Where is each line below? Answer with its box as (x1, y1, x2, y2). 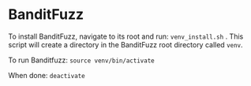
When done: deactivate (8, 70, 85, 80)
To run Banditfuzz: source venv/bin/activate (8, 55, 155, 65)
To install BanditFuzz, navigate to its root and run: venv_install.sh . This (8, 32, 244, 41)
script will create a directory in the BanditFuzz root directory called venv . (8, 39, 243, 49)
